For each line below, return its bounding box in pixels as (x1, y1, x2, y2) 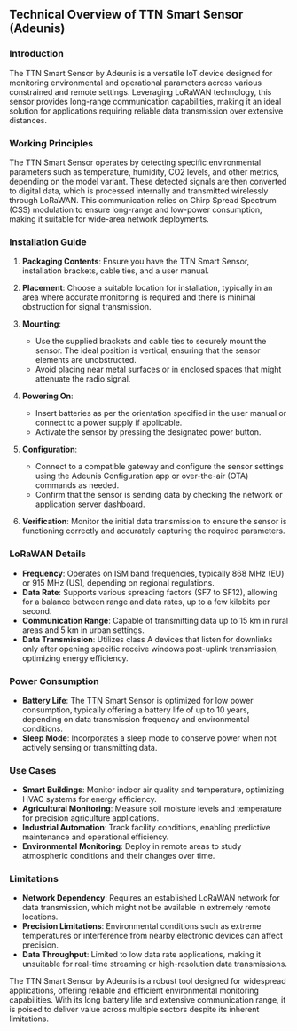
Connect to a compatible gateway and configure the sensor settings (35, 461, 284, 472)
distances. (9, 114, 47, 125)
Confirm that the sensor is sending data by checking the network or (35, 490, 283, 500)
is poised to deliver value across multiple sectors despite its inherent (9, 1004, 260, 1015)
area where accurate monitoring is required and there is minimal (21, 292, 256, 303)
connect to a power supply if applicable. (35, 417, 183, 429)
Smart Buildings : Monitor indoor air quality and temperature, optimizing (21, 784, 285, 795)
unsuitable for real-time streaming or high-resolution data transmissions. (21, 958, 288, 970)
